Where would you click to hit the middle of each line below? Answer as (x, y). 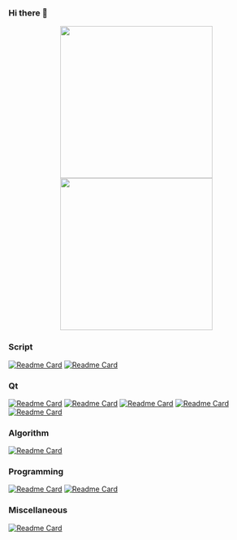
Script (21, 347)
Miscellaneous (38, 510)
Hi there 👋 (28, 13)
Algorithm (29, 433)
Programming (36, 472)
